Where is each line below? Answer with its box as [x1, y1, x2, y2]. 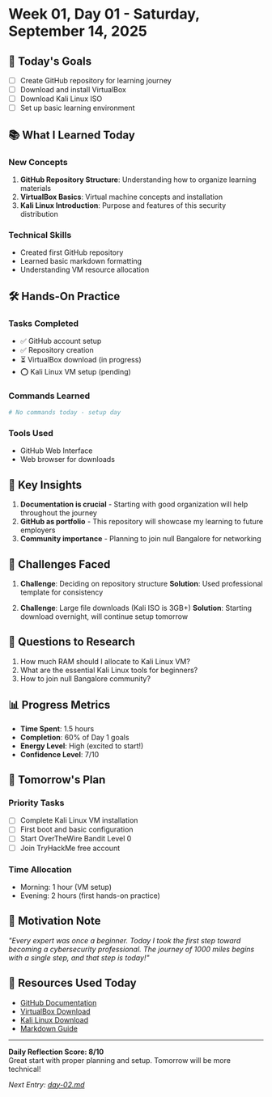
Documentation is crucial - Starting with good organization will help [19, 499, 249, 510]
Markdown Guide [19, 1023, 79, 1033]
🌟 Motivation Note [8, 914, 101, 928]
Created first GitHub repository [19, 248, 124, 257]
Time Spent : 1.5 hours [19, 723, 95, 733]
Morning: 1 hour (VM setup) [19, 882, 112, 892]
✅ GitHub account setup [19, 336, 102, 345]
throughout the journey [19, 508, 97, 518]
